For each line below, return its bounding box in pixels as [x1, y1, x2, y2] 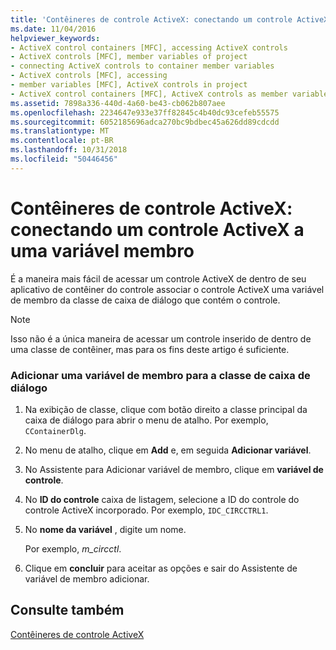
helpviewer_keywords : [10, 33, 101, 43]
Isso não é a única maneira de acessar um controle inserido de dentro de [10, 332, 312, 345]
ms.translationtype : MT [10, 126, 110, 136]
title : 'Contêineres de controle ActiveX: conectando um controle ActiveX [10, 14, 329, 25]
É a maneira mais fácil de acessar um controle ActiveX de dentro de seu [10, 272, 307, 285]
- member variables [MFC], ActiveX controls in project [10, 80, 248, 90]
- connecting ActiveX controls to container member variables [10, 61, 275, 71]
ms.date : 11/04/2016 [10, 24, 97, 34]
